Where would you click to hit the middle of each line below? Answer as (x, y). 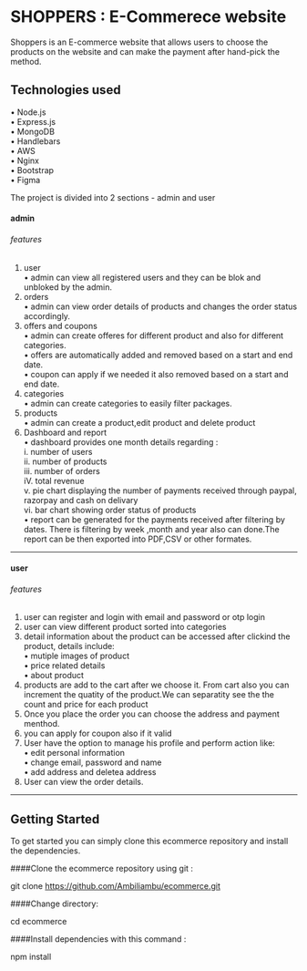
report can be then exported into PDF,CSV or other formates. (138, 539)
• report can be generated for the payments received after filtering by (154, 519)
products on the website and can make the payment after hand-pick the (145, 51)
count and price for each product (86, 705)
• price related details (64, 666)
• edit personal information (74, 753)
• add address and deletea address (90, 772)
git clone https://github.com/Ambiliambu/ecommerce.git (116, 886)
